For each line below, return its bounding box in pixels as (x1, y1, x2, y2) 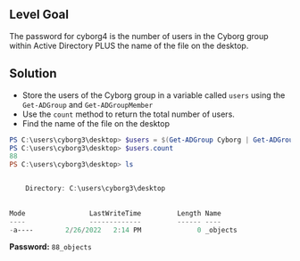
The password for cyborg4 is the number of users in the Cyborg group (9, 30, 270, 41)
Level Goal (9, 7, 70, 22)
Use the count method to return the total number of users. (21, 109, 235, 119)
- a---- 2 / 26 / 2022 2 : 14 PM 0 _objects (9, 225, 238, 234)
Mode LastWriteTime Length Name (9, 208, 221, 217)
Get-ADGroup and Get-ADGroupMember (21, 99, 154, 110)
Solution (9, 66, 57, 81)
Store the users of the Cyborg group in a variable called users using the (21, 89, 286, 101)
